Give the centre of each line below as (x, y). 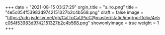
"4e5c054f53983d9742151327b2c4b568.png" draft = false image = (75, 12)
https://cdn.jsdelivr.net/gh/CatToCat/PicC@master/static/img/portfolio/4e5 (83, 17)
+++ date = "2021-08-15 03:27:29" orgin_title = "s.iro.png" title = (72, 7)
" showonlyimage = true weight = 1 (123, 23)
